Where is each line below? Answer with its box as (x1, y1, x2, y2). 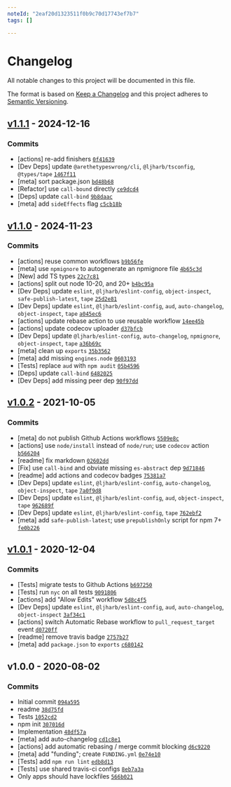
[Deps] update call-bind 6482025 (17, 369, 113, 377)
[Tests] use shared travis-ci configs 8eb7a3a (17, 765, 144, 773)
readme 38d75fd (17, 705, 64, 713)
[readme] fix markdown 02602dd (17, 456, 109, 464)
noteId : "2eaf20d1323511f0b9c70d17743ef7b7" (7, 10, 139, 18)
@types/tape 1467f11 (17, 171, 76, 178)
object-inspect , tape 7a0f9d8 (17, 486, 101, 494)
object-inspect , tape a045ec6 (17, 309, 101, 317)
